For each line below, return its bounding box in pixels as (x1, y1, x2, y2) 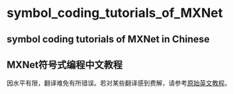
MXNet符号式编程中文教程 (6, 59, 123, 71)
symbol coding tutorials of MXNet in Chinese (6, 33, 211, 45)
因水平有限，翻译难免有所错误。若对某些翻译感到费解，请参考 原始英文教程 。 (6, 79, 231, 88)
